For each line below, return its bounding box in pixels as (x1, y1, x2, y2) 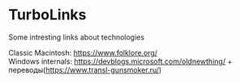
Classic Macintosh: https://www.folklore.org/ (8, 48, 158, 57)
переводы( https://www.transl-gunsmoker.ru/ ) (8, 64, 162, 74)
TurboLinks (8, 6, 87, 24)
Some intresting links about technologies (8, 32, 144, 42)
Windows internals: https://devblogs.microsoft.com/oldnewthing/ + (8, 56, 233, 66)
